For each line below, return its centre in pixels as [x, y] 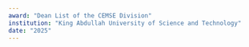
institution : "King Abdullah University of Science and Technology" [125, 23]
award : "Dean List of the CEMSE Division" [80, 16]
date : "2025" [30, 30]
